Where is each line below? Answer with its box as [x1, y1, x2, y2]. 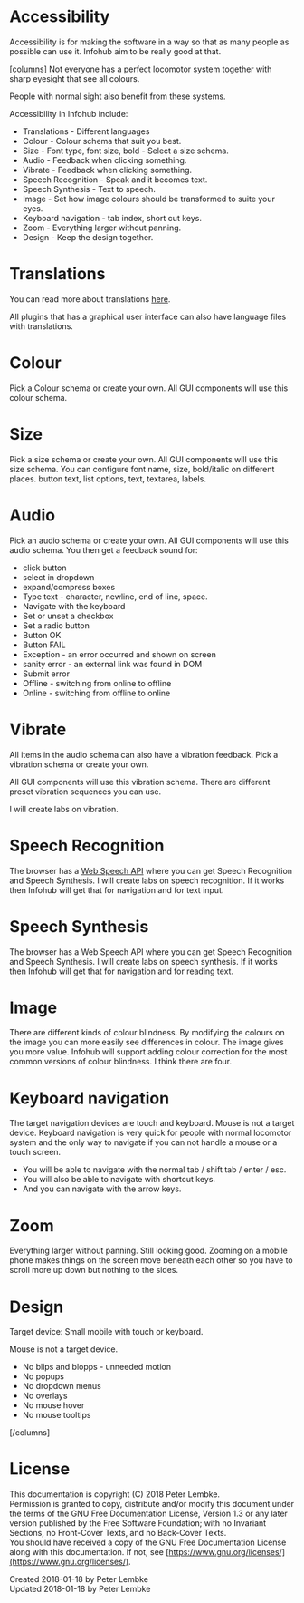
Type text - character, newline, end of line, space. [22, 591, 208, 602]
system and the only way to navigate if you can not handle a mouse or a [9, 1137, 278, 1148]
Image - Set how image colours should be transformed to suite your [22, 193, 276, 204]
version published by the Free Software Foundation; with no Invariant [9, 1518, 267, 1529]
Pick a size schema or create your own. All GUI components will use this [9, 453, 279, 464]
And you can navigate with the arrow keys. [22, 1183, 182, 1194]
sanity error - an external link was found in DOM [22, 658, 203, 669]
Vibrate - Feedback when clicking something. [22, 164, 193, 175]
